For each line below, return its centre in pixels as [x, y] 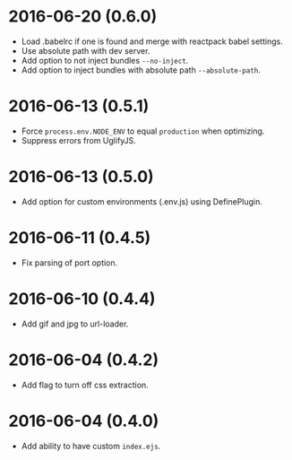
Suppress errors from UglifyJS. [78, 140]
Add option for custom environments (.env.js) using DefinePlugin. [142, 201]
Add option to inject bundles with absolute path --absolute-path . [141, 70]
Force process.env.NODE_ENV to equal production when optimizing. [143, 131]
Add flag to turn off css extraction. [85, 385]
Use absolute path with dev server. [86, 50]
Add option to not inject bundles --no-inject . [105, 60]
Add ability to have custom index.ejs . [91, 446]
